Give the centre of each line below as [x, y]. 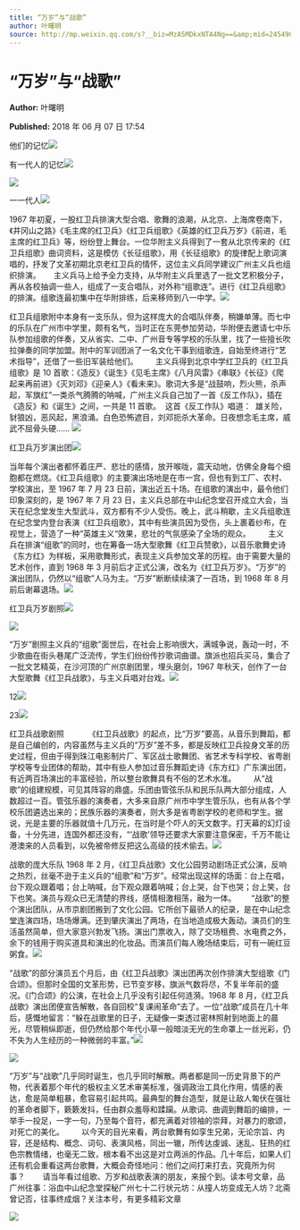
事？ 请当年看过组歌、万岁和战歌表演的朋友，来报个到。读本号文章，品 [147, 1176]
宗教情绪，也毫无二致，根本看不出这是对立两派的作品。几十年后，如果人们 [154, 1154]
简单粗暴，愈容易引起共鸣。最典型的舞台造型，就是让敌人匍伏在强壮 [165, 1099]
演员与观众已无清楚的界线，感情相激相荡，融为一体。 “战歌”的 [161, 898]
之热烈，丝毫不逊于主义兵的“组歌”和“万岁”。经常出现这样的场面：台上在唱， [149, 876]
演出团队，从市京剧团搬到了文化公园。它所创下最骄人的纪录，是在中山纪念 [154, 910]
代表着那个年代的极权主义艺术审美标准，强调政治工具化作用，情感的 [150, 1087]
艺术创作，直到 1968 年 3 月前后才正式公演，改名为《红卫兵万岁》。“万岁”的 [148, 567]
